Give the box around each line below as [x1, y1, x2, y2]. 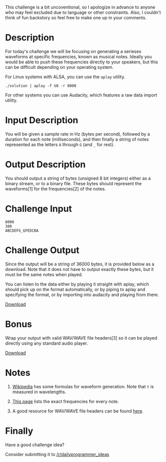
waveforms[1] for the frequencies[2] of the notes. [5, 186, 106, 192]
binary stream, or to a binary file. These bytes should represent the [5, 180, 142, 186]
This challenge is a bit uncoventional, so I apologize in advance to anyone [5, 4, 156, 10]
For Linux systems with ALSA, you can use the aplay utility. [5, 74, 125, 80]
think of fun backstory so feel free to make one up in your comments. [5, 15, 147, 20]
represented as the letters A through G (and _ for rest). [5, 141, 115, 148]
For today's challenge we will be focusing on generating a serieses [5, 48, 142, 54]
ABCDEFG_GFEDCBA [5, 228, 39, 233]
